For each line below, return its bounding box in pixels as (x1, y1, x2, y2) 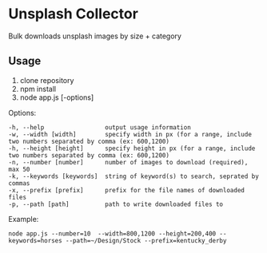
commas (8, 179, 30, 188)
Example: (8, 214, 39, 223)
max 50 (8, 165, 30, 173)
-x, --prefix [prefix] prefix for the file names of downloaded (8, 186, 245, 194)
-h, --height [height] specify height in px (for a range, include (8, 144, 256, 152)
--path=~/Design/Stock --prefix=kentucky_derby (65, 236, 227, 244)
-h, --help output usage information (8, 123, 192, 132)
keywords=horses (8, 236, 62, 244)
